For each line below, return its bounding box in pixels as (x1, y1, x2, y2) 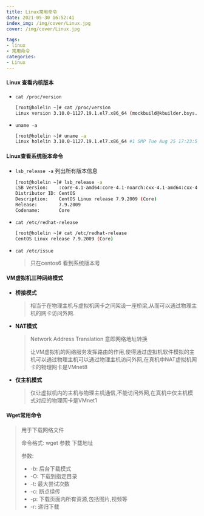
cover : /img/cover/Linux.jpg (6, 25, 80, 32)
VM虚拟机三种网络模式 (6, 274, 64, 282)
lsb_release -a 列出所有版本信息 (15, 167, 98, 174)
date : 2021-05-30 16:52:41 (6, 15, 75, 21)
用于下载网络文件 (21, 426, 64, 433)
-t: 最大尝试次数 (30, 480, 70, 487)
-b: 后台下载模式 (30, 465, 72, 472)
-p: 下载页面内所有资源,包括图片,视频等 (30, 495, 127, 503)
